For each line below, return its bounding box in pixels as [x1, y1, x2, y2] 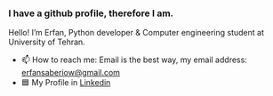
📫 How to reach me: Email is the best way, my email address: [20, 54, 248, 65]
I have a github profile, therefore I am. [8, 7, 174, 20]
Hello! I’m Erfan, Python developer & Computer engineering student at [8, 28, 264, 38]
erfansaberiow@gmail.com [20, 68, 121, 78]
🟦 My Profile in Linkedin [20, 77, 111, 88]
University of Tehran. [8, 36, 85, 47]
